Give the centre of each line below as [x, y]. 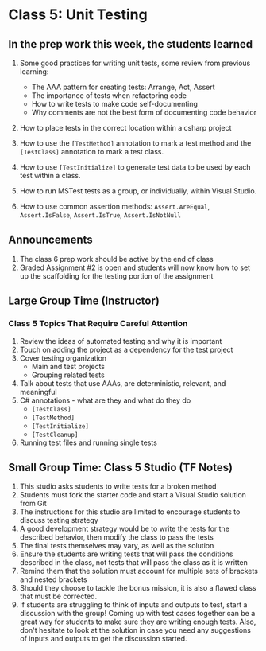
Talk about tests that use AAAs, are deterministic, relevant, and [123, 383]
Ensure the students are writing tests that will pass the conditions [126, 554]
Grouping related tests [68, 375]
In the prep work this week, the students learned [131, 44]
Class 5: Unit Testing [78, 15]
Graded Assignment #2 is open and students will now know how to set [135, 267]
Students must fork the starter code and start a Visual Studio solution [133, 495]
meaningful [38, 392]
